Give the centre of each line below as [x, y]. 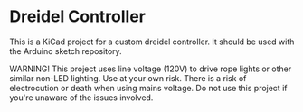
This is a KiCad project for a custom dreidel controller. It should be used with [152, 42]
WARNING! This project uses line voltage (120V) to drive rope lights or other [151, 69]
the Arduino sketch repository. [66, 51]
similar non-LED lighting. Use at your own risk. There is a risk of [128, 78]
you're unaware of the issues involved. [81, 98]
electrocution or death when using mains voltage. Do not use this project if [148, 88]
